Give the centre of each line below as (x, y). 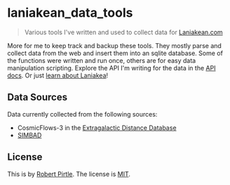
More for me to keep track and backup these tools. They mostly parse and (115, 45)
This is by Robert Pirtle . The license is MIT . (69, 174)
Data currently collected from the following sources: (82, 114)
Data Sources (38, 97)
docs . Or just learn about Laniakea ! (58, 75)
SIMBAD (29, 135)
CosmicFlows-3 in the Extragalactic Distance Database (97, 128)
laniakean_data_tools (70, 13)
